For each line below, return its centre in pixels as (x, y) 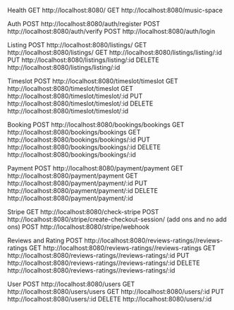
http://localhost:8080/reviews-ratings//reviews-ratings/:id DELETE (104, 263)
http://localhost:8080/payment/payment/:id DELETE (83, 191)
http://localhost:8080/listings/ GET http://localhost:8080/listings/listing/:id (115, 52)
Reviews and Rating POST (45, 240)
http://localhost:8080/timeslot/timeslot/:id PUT (75, 96)
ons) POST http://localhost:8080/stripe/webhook (78, 227)
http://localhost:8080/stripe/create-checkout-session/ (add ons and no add (117, 219)
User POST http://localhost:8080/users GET (71, 284)
